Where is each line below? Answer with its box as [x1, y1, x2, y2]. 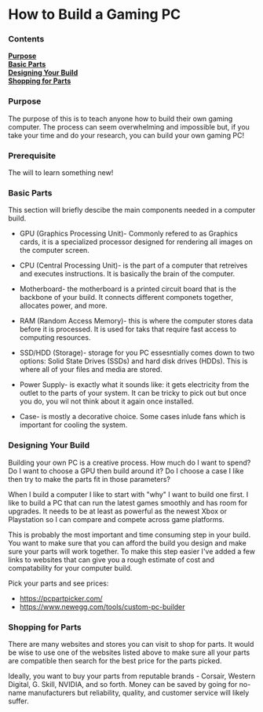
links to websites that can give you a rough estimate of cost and [8, 555, 214, 564]
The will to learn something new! [8, 168, 114, 177]
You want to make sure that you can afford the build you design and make [8, 538, 247, 547]
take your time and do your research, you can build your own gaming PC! [8, 130, 245, 140]
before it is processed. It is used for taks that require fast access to [19, 324, 237, 334]
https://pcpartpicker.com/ [19, 593, 104, 603]
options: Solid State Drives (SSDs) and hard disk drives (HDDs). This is [19, 356, 248, 366]
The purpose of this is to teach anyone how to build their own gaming [8, 114, 233, 123]
